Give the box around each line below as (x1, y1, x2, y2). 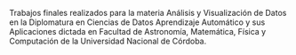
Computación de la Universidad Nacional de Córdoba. (9, 35, 207, 46)
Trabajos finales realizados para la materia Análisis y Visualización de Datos (9, 8, 287, 18)
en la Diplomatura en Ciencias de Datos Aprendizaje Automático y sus (9, 17, 266, 27)
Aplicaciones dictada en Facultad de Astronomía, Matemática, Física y (9, 27, 267, 36)
